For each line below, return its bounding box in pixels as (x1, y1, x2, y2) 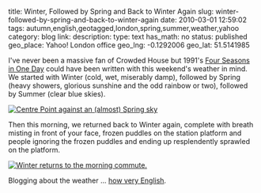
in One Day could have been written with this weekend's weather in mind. (8, 64, 248, 74)
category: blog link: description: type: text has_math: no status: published (8, 32, 248, 41)
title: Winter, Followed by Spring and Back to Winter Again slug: (8, 7, 214, 16)
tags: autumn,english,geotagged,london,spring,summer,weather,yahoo (8, 24, 240, 32)
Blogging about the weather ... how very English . (8, 176, 167, 185)
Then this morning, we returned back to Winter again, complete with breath (8, 120, 254, 129)
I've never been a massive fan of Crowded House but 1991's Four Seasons (8, 55, 251, 65)
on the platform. (8, 146, 61, 154)
